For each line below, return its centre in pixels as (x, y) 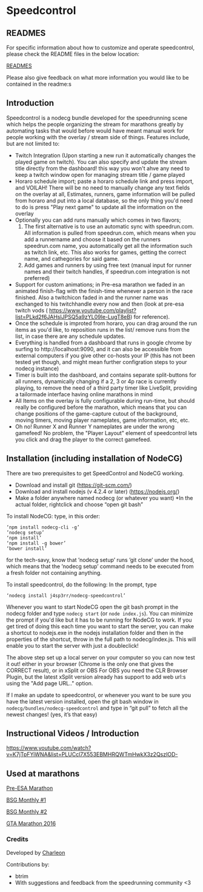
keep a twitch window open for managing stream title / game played (100, 174)
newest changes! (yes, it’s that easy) (52, 714)
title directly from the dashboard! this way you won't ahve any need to (102, 168)
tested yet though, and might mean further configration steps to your (101, 362)
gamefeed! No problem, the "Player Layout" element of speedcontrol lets (106, 433)
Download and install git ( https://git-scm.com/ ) (73, 485)
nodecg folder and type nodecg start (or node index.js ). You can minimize (100, 613)
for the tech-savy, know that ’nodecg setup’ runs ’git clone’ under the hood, (101, 560)
